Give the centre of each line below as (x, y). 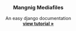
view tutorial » (38, 23)
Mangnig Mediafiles (38, 7)
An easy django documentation (38, 18)
